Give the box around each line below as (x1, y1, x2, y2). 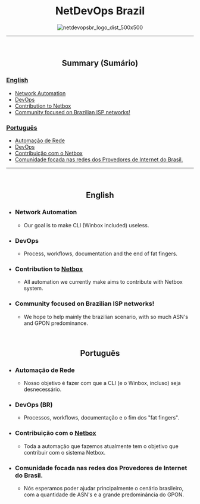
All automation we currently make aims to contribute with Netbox (23, 278, 183, 286)
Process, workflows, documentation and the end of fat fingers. (23, 250, 177, 257)
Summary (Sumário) (61, 58, 139, 68)
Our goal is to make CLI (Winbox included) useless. (23, 221, 149, 228)
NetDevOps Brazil (55, 4, 145, 18)
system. (23, 284, 43, 292)
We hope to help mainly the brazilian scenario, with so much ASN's (23, 313, 189, 320)
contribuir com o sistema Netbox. (23, 449, 106, 456)
